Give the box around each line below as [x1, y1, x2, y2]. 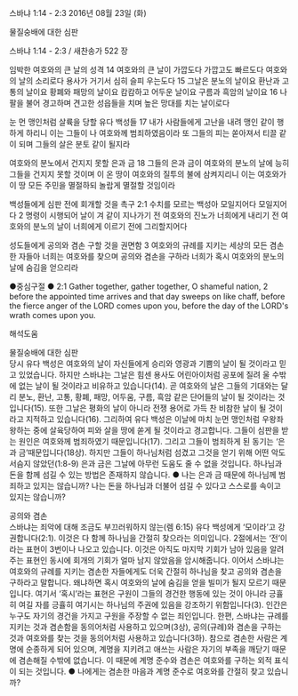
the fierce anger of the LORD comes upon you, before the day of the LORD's [9, 300, 289, 311]
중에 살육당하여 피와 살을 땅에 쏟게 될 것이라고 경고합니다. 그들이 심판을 [32, 425, 280, 436]
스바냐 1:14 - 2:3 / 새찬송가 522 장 [9, 45, 129, 56]
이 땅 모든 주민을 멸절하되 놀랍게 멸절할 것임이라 [9, 180, 176, 190]
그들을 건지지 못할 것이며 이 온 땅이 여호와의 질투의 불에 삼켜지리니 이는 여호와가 [9, 169, 287, 180]
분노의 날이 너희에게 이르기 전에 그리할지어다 [32, 221, 188, 231]
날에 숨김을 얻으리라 [9, 262, 78, 273]
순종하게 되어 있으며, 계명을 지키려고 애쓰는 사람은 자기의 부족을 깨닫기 [25, 644, 270, 654]
